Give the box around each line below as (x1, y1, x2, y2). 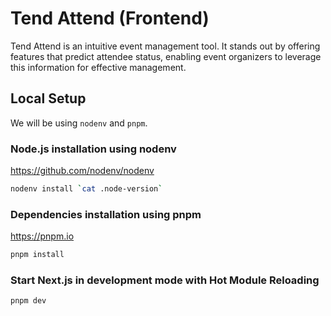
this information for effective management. (10, 61, 187, 73)
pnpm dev (10, 296, 47, 306)
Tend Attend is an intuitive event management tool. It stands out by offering (10, 40, 321, 52)
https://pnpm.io (10, 230, 75, 242)
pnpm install (10, 250, 65, 260)
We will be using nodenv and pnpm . (10, 117, 148, 129)
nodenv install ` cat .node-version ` (10, 184, 163, 194)
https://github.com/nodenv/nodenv (10, 165, 155, 177)
